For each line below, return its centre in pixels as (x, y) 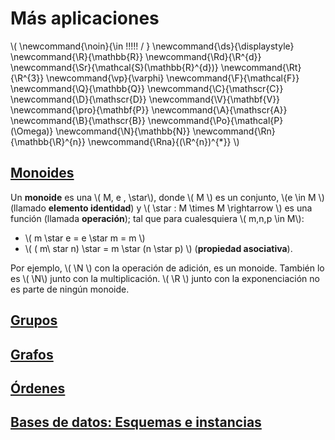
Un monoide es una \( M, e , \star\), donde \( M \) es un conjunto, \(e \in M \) (167, 197)
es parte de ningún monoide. (70, 289)
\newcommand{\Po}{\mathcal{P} (215, 120)
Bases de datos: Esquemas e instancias (136, 422)
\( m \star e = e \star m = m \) (85, 238)
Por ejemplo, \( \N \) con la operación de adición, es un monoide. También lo (167, 268)
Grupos (34, 320)
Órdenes (38, 388)
